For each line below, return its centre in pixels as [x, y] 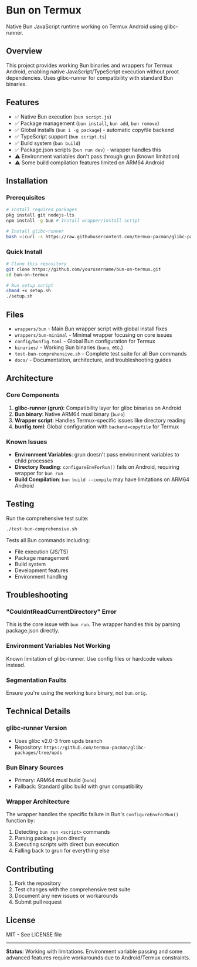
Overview [24, 51]
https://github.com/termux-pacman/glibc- [95, 748]
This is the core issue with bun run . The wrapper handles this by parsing [93, 624]
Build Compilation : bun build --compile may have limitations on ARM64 [102, 479]
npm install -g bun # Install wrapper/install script [73, 221]
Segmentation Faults [36, 680]
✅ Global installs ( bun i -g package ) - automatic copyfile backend [94, 130]
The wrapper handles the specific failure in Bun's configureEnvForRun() [92, 814]
